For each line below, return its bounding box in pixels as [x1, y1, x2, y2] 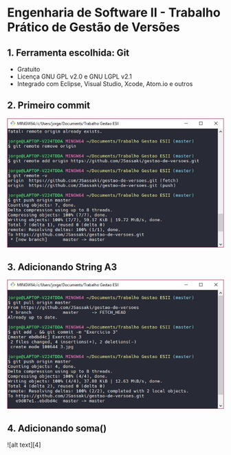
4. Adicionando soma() [7, 422, 107, 434]
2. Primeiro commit [7, 100, 91, 112]
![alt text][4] [7, 441, 41, 449]
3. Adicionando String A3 [7, 261, 118, 273]
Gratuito [16, 65, 41, 73]
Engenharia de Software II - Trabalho [7, 5, 221, 21]
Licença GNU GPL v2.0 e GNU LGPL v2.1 [16, 72, 133, 81]
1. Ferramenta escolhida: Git [7, 47, 130, 59]
